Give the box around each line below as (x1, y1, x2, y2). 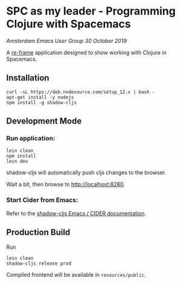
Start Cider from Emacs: (6, 196, 78, 204)
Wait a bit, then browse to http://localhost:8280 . (6, 180, 125, 188)
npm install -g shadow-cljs (6, 99, 77, 105)
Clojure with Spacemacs (6, 17, 131, 31)
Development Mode (6, 116, 82, 127)
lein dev (6, 159, 28, 165)
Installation (6, 73, 49, 83)
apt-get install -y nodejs (6, 94, 74, 101)
